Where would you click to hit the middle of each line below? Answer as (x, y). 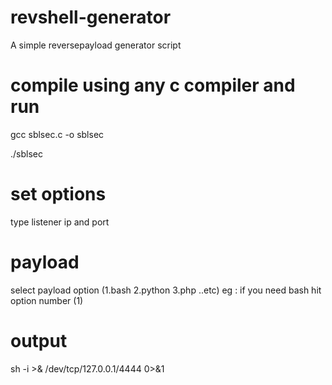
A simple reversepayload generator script (96, 45)
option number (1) (47, 300)
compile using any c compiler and (153, 85)
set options (58, 194)
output (39, 340)
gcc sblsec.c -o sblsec (57, 134)
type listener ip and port (60, 222)
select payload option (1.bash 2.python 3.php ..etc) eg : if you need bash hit (166, 290)
